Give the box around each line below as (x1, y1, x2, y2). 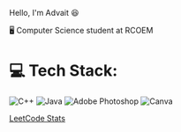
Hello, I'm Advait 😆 (9, 8, 79, 18)
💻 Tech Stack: (9, 61, 118, 81)
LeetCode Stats (9, 113, 66, 123)
